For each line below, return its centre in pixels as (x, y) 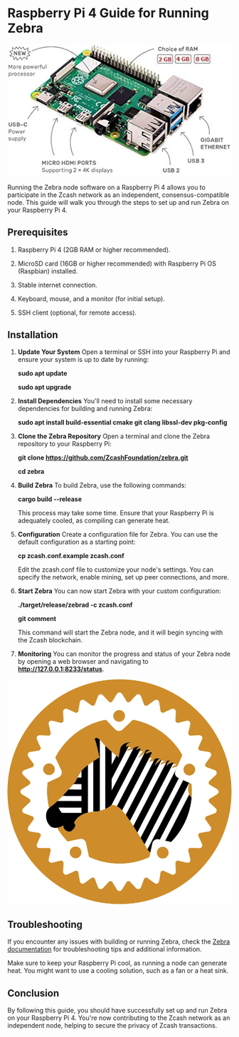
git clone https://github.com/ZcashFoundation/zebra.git (103, 457)
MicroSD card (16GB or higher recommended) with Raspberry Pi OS (117, 263)
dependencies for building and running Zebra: (85, 409)
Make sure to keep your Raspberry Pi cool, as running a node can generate (117, 963)
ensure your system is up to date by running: (83, 360)
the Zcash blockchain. (50, 640)
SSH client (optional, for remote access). (77, 313)
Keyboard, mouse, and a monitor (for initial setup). (91, 298)
